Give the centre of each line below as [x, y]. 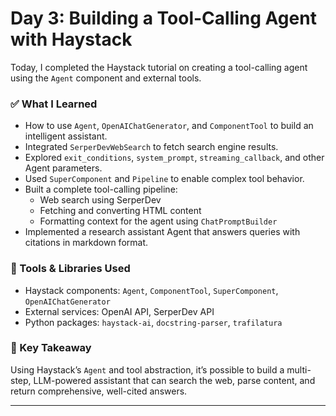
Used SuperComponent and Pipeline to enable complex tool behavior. [164, 179]
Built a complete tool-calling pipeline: [101, 189]
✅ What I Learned [54, 104]
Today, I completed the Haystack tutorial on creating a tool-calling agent [159, 67]
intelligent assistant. [66, 136]
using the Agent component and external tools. [106, 78]
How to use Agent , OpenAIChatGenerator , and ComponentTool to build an [169, 126]
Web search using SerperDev [100, 200]
